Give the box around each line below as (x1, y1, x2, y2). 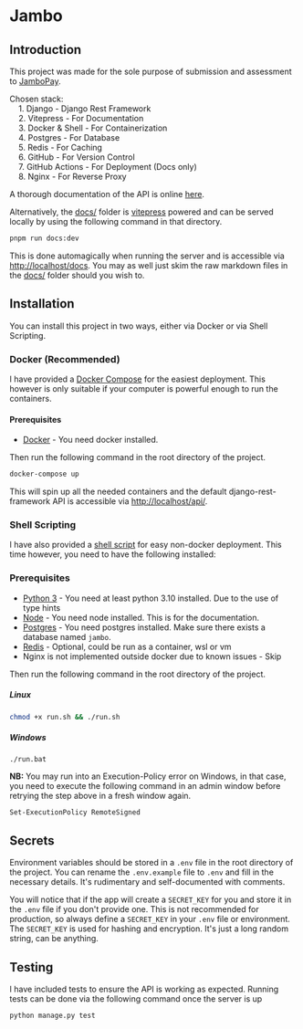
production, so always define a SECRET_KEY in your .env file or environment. (9, 914, 290, 925)
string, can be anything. (9, 933, 99, 944)
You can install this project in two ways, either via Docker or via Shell (9, 320, 268, 331)
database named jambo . (22, 631, 111, 642)
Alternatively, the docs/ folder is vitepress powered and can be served (9, 206, 274, 217)
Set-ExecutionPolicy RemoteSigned (9, 808, 141, 817)
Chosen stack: (9, 93, 64, 104)
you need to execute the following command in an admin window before (9, 781, 281, 792)
